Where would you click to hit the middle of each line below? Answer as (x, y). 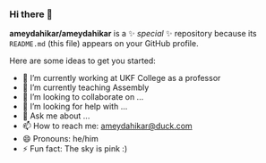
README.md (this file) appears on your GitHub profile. (104, 44)
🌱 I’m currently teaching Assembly (86, 87)
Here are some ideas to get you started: (83, 61)
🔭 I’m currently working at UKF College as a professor (121, 78)
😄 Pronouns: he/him (60, 139)
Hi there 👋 (31, 14)
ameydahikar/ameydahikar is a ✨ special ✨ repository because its (133, 34)
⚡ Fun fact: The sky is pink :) (75, 149)
